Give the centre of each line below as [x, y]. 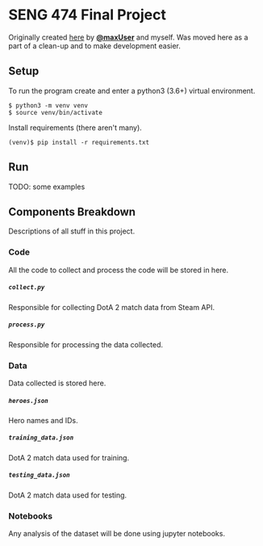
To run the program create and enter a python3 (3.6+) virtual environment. [132, 90]
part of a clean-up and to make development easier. [95, 45]
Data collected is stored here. [57, 383]
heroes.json [28, 401]
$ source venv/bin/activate [56, 112]
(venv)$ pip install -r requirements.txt [79, 142]
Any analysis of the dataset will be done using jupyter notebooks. [117, 534]
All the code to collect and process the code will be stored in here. [119, 270]
